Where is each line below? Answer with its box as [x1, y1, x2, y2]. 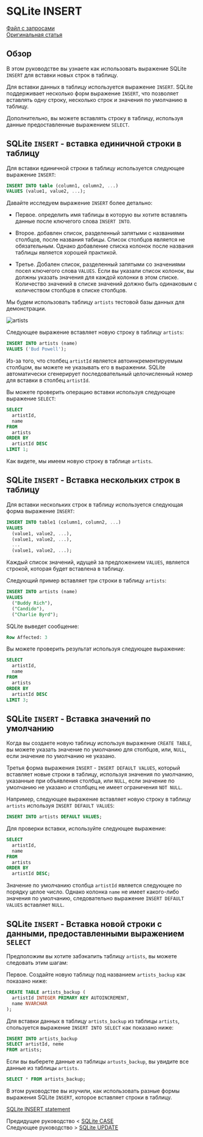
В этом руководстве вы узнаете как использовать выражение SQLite [6, 65, 187, 72]
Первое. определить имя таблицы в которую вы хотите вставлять [15, 211, 188, 218]
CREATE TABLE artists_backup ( [6, 989, 86, 995]
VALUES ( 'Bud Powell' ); [6, 346, 67, 352]
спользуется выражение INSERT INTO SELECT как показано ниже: [6, 1023, 174, 1031]
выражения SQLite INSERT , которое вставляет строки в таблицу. [6, 1094, 173, 1101]
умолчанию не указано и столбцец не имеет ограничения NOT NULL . [6, 784, 183, 791]
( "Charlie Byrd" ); [12, 612, 59, 618]
